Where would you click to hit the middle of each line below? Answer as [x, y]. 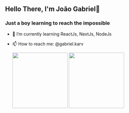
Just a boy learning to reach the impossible [58, 23]
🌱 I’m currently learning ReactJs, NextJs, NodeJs [62, 34]
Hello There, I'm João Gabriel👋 [52, 9]
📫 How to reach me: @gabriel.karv [48, 44]
